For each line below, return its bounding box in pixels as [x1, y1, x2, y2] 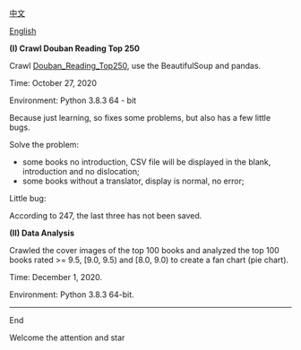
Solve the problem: [9, 140, 79, 149]
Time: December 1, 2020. [9, 272, 103, 282]
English [9, 26, 37, 36]
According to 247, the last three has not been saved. [9, 210, 202, 221]
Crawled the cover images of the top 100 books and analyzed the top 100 [9, 245, 279, 255]
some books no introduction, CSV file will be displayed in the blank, [21, 157, 271, 167]
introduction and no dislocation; [21, 166, 141, 176]
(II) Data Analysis [9, 227, 74, 238]
